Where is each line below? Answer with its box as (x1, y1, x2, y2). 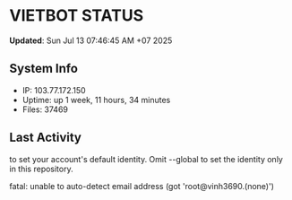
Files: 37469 (21, 104, 69, 115)
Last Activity (9, 130, 82, 145)
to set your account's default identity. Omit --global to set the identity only (9, 153, 284, 164)
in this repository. (9, 163, 73, 174)
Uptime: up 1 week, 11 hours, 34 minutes (21, 94, 171, 105)
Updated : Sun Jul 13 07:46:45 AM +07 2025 (9, 35, 173, 46)
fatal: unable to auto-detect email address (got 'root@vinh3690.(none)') (9, 180, 275, 191)
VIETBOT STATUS (9, 5, 144, 26)
